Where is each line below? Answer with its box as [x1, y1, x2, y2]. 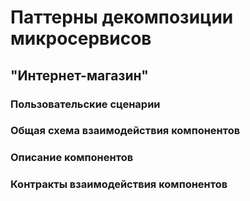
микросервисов [10, 27, 152, 50]
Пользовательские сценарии [10, 97, 161, 111]
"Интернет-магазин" [10, 67, 149, 84]
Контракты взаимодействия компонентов [10, 177, 228, 191]
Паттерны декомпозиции [10, 6, 234, 29]
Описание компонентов [10, 151, 134, 165]
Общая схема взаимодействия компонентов [10, 124, 241, 138]
